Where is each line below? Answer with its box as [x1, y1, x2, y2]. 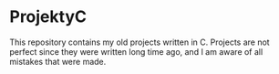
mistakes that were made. [9, 56, 107, 67]
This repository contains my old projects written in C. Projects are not [9, 37, 271, 48]
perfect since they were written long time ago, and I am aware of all [9, 46, 263, 57]
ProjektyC [9, 6, 87, 27]
